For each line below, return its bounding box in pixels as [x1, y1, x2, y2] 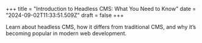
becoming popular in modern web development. [5, 30, 127, 37]
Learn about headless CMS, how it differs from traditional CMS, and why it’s [5, 24, 197, 30]
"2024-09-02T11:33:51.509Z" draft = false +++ [5, 12, 124, 19]
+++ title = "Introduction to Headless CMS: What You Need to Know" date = [5, 5, 197, 12]
